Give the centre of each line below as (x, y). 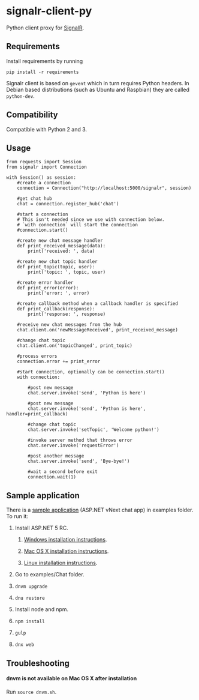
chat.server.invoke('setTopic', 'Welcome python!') (94, 430)
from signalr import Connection (46, 167)
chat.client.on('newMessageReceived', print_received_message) (98, 330)
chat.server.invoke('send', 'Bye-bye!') (79, 461)
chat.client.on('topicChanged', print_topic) (75, 346)
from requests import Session (44, 162)
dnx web (24, 645)
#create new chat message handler (60, 241)
